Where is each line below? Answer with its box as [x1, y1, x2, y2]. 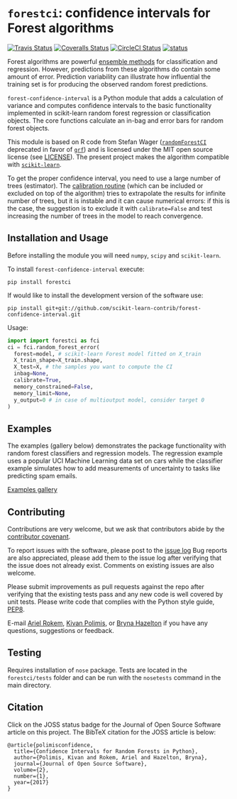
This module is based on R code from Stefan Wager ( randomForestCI [7, 137, 207, 146]
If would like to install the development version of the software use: [7, 291, 204, 299]
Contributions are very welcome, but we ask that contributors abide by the [7, 525, 225, 533]
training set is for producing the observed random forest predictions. [7, 79, 208, 88]
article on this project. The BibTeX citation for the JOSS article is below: [7, 727, 216, 736]
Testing [7, 647, 42, 659]
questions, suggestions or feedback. [7, 627, 115, 634]
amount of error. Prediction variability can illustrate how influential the [7, 72, 211, 81]
